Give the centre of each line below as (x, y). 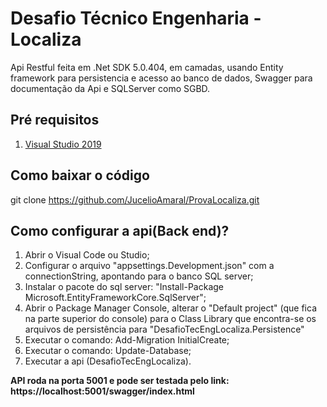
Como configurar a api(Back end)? (120, 230)
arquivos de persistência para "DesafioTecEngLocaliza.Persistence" (164, 329)
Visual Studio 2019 (63, 144)
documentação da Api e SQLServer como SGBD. (110, 88)
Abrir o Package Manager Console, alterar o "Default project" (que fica (170, 308)
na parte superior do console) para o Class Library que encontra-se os (170, 319)
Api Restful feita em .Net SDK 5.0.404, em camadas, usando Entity (147, 67)
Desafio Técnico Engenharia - (136, 18)
